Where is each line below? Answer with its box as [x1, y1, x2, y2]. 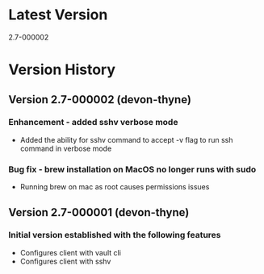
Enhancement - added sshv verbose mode [8, 117, 178, 128]
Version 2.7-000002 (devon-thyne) [8, 93, 192, 106]
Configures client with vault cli [19, 247, 121, 257]
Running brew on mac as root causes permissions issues [19, 182, 210, 192]
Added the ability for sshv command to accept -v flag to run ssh [19, 135, 233, 144]
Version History [8, 60, 115, 79]
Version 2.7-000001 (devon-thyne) [8, 205, 190, 219]
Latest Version [8, 6, 108, 24]
